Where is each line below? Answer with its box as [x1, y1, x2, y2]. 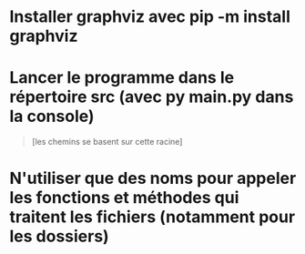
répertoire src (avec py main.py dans [9, 86, 294, 107]
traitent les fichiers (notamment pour [9, 207, 296, 228]
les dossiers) [9, 226, 109, 247]
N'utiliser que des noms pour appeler [9, 168, 297, 188]
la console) [9, 107, 95, 127]
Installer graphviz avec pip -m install [9, 6, 291, 27]
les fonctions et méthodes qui [9, 188, 239, 208]
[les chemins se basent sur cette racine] [31, 137, 183, 147]
